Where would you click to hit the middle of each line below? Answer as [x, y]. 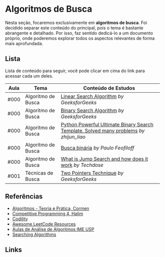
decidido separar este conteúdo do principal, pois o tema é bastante [74, 27]
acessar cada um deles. [29, 76]
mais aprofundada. [24, 43]
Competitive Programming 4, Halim [48, 213]
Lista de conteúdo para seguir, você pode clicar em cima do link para [75, 71]
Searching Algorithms [34, 234]
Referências [24, 196]
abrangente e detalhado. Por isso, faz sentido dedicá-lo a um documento [79, 33]
